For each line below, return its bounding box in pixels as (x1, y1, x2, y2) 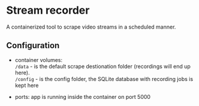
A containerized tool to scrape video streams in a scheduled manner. (6, 23, 176, 30)
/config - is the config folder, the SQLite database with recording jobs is (14, 75, 194, 82)
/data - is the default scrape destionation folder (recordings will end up (14, 63, 191, 70)
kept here (14, 82, 39, 89)
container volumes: (14, 56, 63, 63)
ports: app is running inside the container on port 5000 (14, 93, 151, 100)
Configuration (6, 40, 60, 51)
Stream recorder (6, 4, 90, 17)
